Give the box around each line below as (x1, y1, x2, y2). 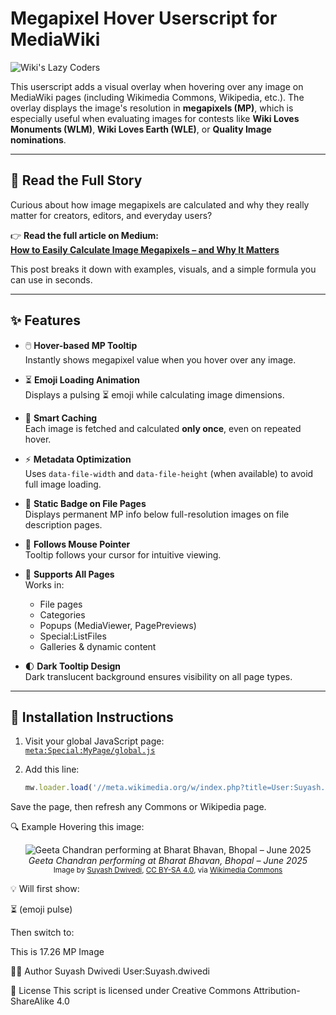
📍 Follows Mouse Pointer (24, 538, 131, 550)
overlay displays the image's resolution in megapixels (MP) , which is (10, 102, 294, 114)
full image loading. (24, 478, 102, 490)
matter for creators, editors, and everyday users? (10, 209, 213, 221)
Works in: (24, 578, 65, 591)
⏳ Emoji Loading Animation (24, 373, 141, 386)
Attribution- (253, 985, 301, 997)
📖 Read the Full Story (10, 172, 143, 189)
